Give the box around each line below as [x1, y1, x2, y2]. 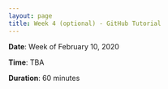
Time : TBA [8, 57, 45, 67]
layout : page [8, 11, 53, 20]
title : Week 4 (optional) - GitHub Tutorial [8, 19, 162, 28]
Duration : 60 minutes [8, 73, 80, 83]
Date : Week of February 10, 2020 [8, 41, 120, 51]
